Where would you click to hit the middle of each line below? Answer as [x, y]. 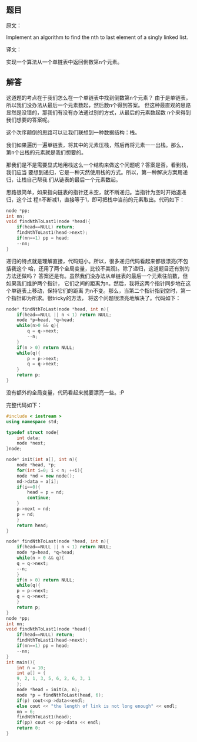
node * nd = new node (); [46, 476]
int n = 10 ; [31, 668]
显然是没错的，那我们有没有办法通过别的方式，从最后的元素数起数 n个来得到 [98, 112]
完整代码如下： [24, 405]
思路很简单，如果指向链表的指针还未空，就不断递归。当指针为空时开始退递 [96, 192]
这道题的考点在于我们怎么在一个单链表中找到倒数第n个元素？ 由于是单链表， [98, 97]
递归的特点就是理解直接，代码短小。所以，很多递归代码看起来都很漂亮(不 [95, 261]
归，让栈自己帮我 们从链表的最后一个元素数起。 [64, 179]
